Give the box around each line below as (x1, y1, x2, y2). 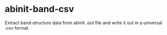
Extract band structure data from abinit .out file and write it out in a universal (5, 20, 162, 26)
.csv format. (5, 25, 30, 31)
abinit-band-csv (5, 3, 74, 15)
